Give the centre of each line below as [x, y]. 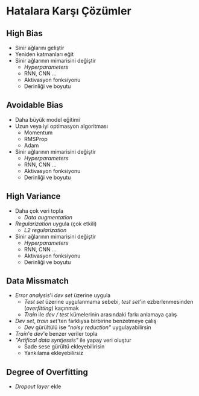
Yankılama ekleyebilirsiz [54, 353]
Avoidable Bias [35, 105]
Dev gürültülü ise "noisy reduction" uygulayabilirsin [88, 327]
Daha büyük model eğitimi [47, 119]
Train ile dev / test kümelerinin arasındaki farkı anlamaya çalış [100, 315]
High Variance [33, 196]
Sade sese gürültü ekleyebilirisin [64, 347]
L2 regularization [45, 230]
